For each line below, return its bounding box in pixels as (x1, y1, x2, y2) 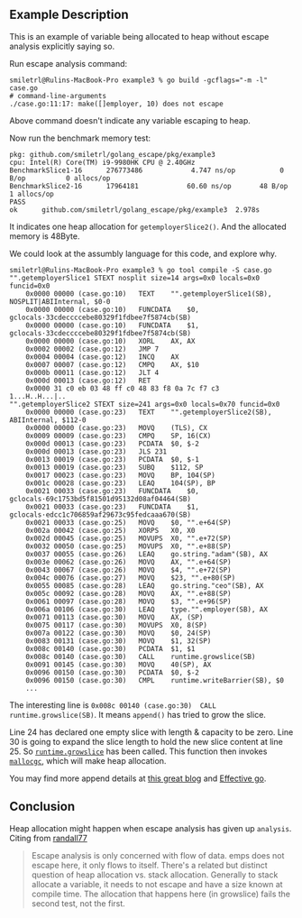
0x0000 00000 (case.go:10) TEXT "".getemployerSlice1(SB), (25, 289, 272, 298)
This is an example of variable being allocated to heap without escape (9, 31, 270, 41)
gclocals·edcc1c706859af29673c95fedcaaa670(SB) (9, 509, 192, 519)
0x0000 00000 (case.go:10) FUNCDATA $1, (25, 320, 200, 330)
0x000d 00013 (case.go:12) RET (25, 376, 151, 385)
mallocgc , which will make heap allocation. (9, 755, 167, 766)
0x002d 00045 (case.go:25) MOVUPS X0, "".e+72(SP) (25, 534, 232, 543)
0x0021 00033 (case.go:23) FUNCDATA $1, (25, 502, 200, 511)
